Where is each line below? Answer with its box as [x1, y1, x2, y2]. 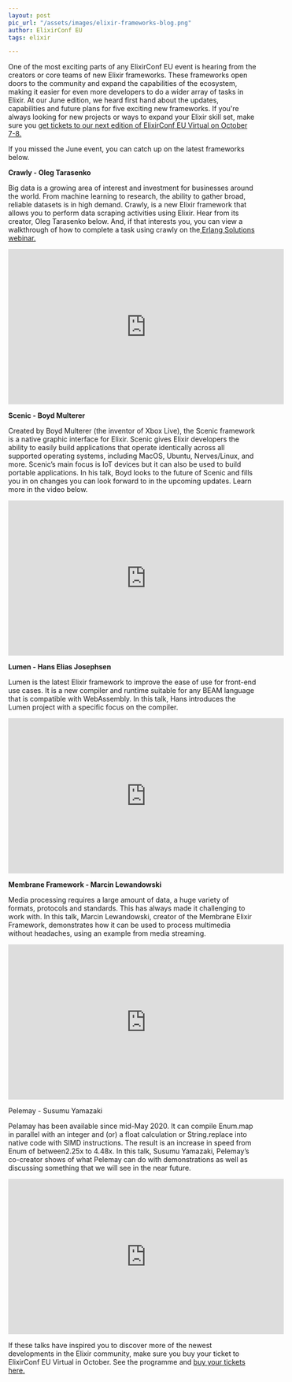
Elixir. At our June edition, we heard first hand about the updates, [8, 95, 219, 105]
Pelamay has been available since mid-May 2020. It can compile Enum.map [8, 1121, 253, 1131]
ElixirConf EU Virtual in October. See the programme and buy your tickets [8, 1358, 246, 1367]
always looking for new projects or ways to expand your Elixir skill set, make [8, 112, 255, 122]
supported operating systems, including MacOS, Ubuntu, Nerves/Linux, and [8, 451, 254, 461]
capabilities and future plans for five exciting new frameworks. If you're [8, 104, 239, 114]
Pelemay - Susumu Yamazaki [8, 1106, 103, 1116]
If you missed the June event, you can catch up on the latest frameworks [8, 144, 246, 154]
